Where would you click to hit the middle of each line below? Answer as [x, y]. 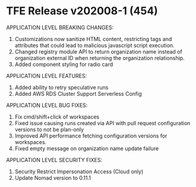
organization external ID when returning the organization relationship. [100, 58]
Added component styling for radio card [64, 64]
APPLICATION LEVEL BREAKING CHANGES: [60, 27]
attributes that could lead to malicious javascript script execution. [94, 45]
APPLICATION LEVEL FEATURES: [47, 76]
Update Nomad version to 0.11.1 [53, 177]
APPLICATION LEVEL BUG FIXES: [47, 105]
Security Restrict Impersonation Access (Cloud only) [79, 172]
